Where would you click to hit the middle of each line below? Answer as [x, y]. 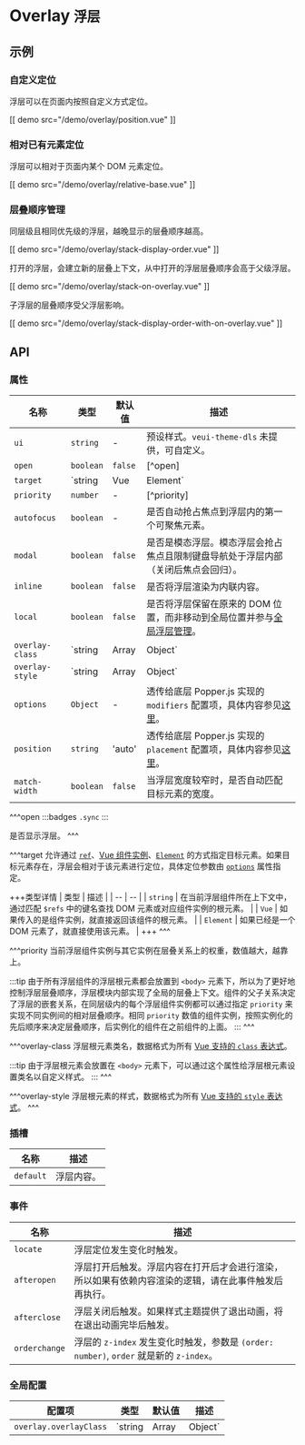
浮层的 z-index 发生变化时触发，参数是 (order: [174, 1341]
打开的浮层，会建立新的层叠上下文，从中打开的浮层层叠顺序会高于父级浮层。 [152, 268]
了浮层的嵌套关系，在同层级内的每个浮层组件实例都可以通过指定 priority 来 [151, 1004]
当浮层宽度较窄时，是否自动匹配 [215, 781]
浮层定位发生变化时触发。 [129, 1249]
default [30, 1176]
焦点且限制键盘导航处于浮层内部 [215, 556]
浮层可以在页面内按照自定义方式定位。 [81, 101]
